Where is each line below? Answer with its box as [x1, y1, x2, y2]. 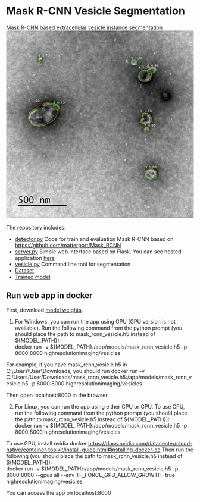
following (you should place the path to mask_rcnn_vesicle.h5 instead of [6, 452, 183, 459]
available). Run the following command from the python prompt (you [14, 324, 183, 331]
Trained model [14, 273, 51, 280]
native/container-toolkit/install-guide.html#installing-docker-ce [6, 446, 161, 453]
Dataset [14, 266, 35, 274]
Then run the [161, 446, 193, 453]
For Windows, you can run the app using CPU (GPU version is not [14, 318, 176, 325]
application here [14, 254, 55, 261]
